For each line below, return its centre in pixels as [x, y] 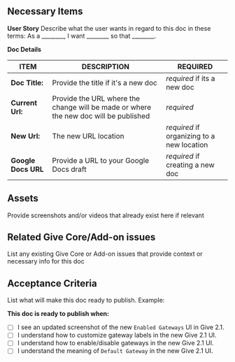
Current [24, 103]
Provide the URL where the [96, 99]
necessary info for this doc [46, 261]
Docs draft [69, 169]
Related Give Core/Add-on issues [81, 237]
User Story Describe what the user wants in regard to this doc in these [109, 28]
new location [187, 145]
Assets [23, 198]
